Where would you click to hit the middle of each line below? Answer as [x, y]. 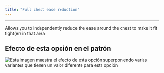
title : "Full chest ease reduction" [42, 9]
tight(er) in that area [25, 33]
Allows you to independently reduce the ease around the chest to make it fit [81, 28]
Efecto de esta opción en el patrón [58, 48]
